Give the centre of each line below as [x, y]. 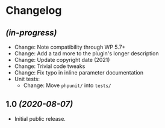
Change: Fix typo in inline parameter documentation [79, 72]
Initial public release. [40, 118]
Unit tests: [27, 79]
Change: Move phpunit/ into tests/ [67, 85]
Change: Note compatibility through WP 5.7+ [70, 47]
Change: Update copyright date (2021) [62, 60]
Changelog [34, 11]
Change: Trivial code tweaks [50, 66]
